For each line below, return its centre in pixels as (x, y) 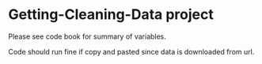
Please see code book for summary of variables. (87, 36)
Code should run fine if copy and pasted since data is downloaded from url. (131, 51)
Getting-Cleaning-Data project (111, 15)
